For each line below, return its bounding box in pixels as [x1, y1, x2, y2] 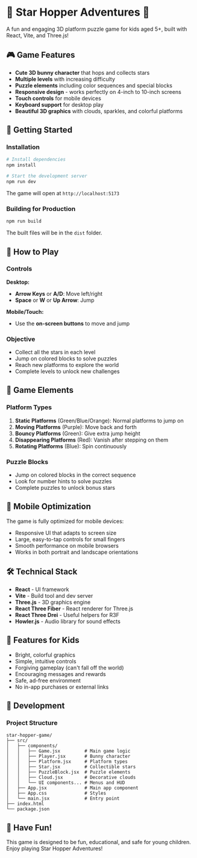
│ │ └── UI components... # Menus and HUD [6, 780, 125, 786]
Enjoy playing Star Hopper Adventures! [6, 845, 103, 852]
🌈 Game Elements [6, 385, 74, 395]
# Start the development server [6, 173, 87, 180]
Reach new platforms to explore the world [14, 362, 119, 369]
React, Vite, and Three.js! [6, 31, 69, 39]
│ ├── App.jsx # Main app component [6, 785, 139, 791]
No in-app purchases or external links [14, 683, 109, 690]
